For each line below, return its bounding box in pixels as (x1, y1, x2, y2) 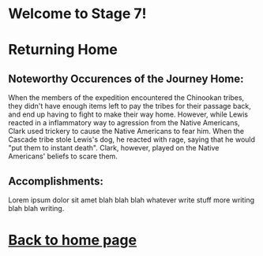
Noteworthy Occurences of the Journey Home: (8, 72, 244, 85)
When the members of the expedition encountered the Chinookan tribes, (8, 93, 245, 102)
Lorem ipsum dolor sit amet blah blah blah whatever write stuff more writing (8, 195, 255, 205)
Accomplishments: (8, 174, 104, 187)
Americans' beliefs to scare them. (8, 151, 118, 161)
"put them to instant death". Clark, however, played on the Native (8, 143, 220, 153)
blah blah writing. (8, 204, 65, 213)
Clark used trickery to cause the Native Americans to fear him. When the (8, 127, 245, 136)
